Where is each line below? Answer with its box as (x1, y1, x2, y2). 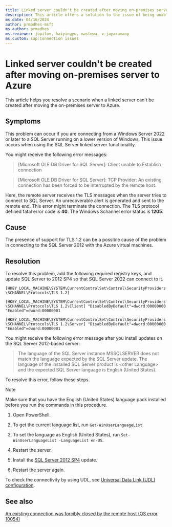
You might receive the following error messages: (5, 151, 107, 158)
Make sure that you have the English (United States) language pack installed (5, 397, 166, 403)
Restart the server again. (12, 467, 65, 473)
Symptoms (5, 117, 41, 126)
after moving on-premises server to (5, 69, 160, 81)
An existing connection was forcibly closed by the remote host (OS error (5, 511, 158, 517)
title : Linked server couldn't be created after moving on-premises (5, 7, 155, 13)
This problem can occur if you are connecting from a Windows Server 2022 (5, 130, 165, 137)
